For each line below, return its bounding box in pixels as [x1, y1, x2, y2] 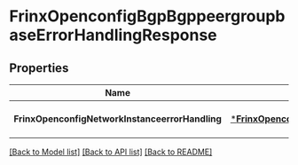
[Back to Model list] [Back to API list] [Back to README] [9, 146, 213, 157]
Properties [9, 60, 69, 75]
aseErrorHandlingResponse [9, 25, 217, 45]
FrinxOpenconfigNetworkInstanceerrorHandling [13, 113, 222, 125]
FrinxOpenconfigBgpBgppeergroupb [9, 6, 286, 27]
